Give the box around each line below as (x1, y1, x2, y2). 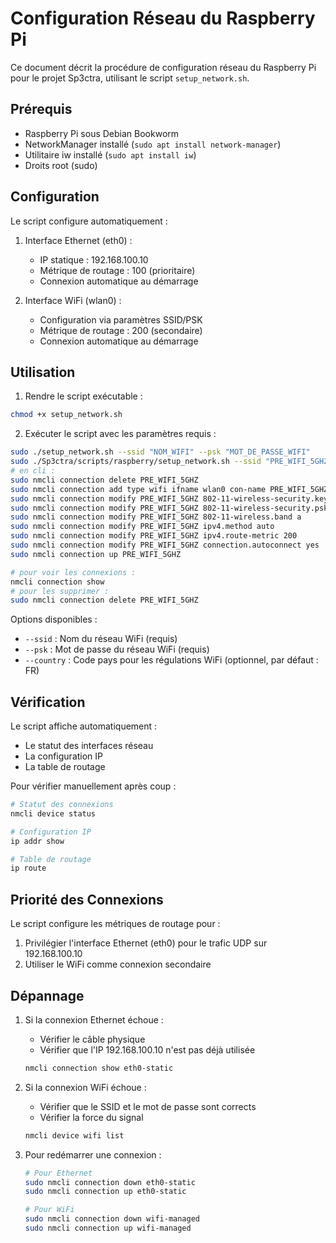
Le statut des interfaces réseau (24, 740, 154, 752)
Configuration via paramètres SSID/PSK (39, 313, 203, 326)
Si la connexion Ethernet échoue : (24, 1013, 164, 1026)
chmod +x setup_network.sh (10, 410, 123, 420)
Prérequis (10, 101, 73, 118)
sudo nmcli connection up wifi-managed (24, 1223, 192, 1234)
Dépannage (10, 987, 85, 1004)
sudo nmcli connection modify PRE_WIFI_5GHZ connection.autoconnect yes (10, 540, 320, 550)
